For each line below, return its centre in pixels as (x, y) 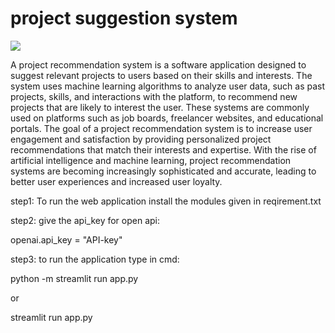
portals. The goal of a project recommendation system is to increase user (161, 128)
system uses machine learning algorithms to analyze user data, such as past (168, 86)
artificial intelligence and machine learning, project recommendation (151, 160)
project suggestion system (124, 18)
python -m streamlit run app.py (74, 278)
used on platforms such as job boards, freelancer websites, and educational (167, 118)
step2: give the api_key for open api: (85, 220)
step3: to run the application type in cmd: (95, 259)
